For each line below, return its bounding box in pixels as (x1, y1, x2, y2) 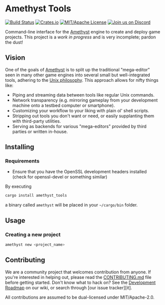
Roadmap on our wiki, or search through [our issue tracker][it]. (5, 284, 132, 291)
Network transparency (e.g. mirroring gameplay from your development (12, 97, 158, 103)
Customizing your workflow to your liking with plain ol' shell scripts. (12, 107, 149, 113)
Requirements (5, 158, 40, 165)
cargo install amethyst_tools (5, 193, 67, 198)
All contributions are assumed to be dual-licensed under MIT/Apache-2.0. (5, 294, 155, 300)
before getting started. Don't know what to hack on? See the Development (5, 279, 156, 285)
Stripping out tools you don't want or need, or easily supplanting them (12, 113, 154, 119)
